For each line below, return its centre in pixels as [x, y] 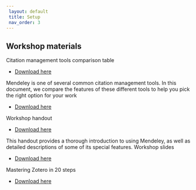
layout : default [28, 11]
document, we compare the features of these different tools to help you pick [98, 89]
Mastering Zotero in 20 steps [41, 170]
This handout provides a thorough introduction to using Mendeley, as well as [98, 141]
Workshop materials [44, 46]
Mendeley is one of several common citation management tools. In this [91, 83]
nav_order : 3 [25, 22]
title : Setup [25, 17]
